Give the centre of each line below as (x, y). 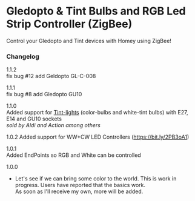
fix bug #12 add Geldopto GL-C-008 (51, 76)
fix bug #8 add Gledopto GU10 (44, 94)
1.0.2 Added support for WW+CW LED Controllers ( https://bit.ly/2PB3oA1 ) (98, 137)
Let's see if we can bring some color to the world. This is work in (96, 179)
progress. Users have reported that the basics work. (80, 185)
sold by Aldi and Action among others (54, 125)
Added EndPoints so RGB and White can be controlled (74, 155)
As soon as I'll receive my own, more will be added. (79, 191)
